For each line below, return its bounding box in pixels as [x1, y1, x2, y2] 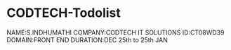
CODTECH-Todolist [6, 5, 121, 21]
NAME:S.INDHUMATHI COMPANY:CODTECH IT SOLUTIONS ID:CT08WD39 [6, 28, 225, 37]
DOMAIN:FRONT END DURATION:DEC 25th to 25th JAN [6, 35, 168, 44]
